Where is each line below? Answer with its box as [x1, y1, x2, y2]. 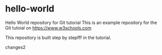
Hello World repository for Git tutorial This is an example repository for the [5, 19, 158, 25]
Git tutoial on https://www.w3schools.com [5, 24, 92, 30]
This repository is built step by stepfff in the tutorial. [5, 34, 112, 40]
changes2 [5, 44, 26, 50]
